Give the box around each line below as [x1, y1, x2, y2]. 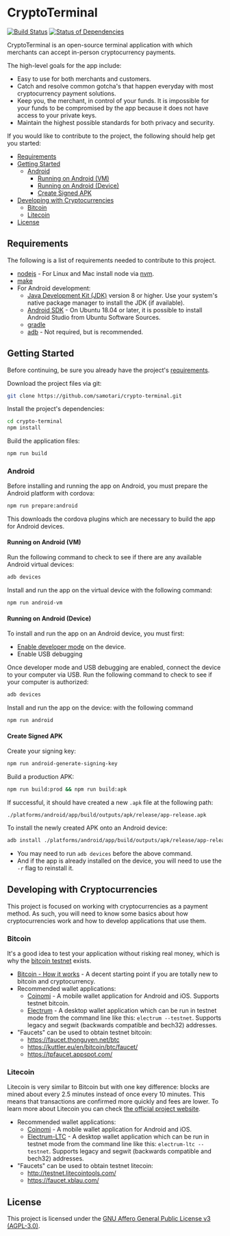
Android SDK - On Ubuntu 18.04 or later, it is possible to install [27, 305, 203, 314]
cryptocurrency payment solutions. [16, 89, 116, 97]
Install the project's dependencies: [7, 405, 105, 413]
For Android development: [16, 283, 91, 292]
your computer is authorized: [7, 678, 89, 686]
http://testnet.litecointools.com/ [27, 1169, 116, 1178]
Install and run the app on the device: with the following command [7, 703, 194, 712]
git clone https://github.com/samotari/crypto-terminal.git [7, 393, 183, 399]
